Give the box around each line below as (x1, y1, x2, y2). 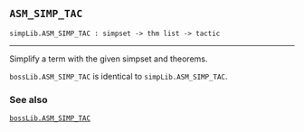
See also (9, 93, 48, 106)
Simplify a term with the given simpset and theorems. (9, 53, 208, 64)
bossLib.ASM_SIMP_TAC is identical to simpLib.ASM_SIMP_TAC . (9, 71, 228, 81)
